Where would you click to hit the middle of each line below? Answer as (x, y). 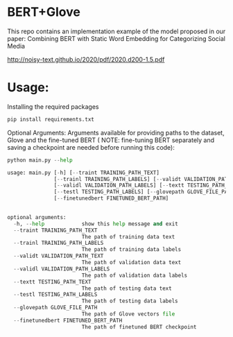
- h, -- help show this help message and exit (96, 224)
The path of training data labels (131, 250)
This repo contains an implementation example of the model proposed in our (116, 31)
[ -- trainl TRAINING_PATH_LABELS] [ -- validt (118, 179)
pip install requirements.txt (51, 119)
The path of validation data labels (135, 275)
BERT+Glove (44, 12)
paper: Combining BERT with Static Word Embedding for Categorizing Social (116, 38)
